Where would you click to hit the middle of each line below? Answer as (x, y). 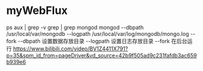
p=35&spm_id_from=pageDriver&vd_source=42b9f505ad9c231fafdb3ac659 (101, 55)
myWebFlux (37, 11)
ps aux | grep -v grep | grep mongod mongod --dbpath (75, 27)
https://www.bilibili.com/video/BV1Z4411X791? (71, 49)
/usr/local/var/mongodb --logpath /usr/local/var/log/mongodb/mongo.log (98, 33)
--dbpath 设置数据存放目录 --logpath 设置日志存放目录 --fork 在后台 (103, 41)
